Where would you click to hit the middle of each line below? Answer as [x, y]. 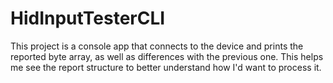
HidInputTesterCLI [88, 18]
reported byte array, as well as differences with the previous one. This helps [167, 56]
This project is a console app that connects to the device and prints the [157, 46]
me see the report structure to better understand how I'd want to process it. [166, 67]
